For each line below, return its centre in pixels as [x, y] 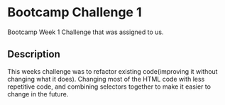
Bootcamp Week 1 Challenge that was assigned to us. [86, 32]
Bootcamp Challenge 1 [75, 12]
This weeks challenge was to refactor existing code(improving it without [112, 71]
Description [34, 54]
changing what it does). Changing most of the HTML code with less [106, 79]
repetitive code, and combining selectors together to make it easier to [109, 87]
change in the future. [38, 94]
